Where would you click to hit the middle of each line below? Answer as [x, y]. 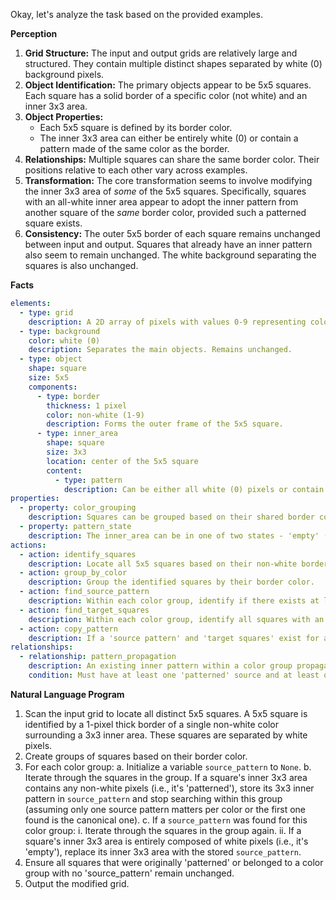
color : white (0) [64, 340]
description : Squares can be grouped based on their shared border [171, 517]
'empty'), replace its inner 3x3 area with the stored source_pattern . [163, 851]
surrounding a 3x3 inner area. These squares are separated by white [166, 735]
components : [53, 387]
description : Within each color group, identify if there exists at [174, 601]
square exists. [53, 223]
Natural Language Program [67, 694]
